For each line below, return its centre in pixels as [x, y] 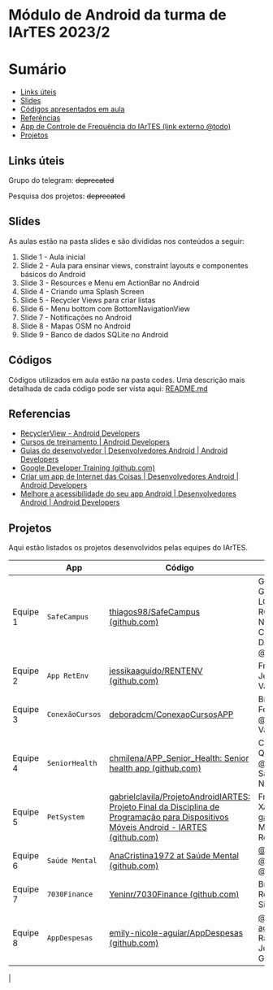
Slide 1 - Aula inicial [53, 257]
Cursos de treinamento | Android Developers [95, 442]
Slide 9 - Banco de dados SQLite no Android [94, 334]
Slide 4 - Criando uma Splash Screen [82, 291]
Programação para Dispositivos [169, 817]
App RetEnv [68, 676]
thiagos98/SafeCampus [155, 612]
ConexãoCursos [74, 714]
